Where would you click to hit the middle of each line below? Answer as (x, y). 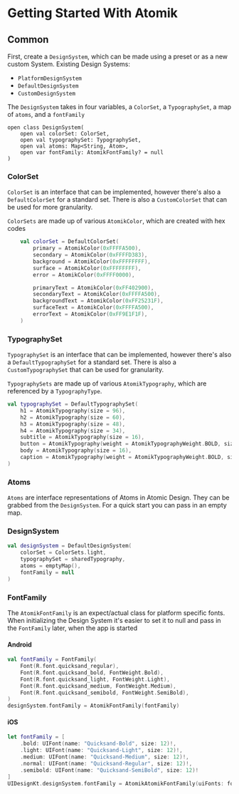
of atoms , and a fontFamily (46, 114)
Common (28, 40)
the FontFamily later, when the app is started (73, 628)
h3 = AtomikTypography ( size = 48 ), (73, 424)
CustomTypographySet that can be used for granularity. (86, 370)
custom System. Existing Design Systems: (69, 64)
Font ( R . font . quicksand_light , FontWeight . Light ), (95, 679)
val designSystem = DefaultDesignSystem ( (70, 546)
